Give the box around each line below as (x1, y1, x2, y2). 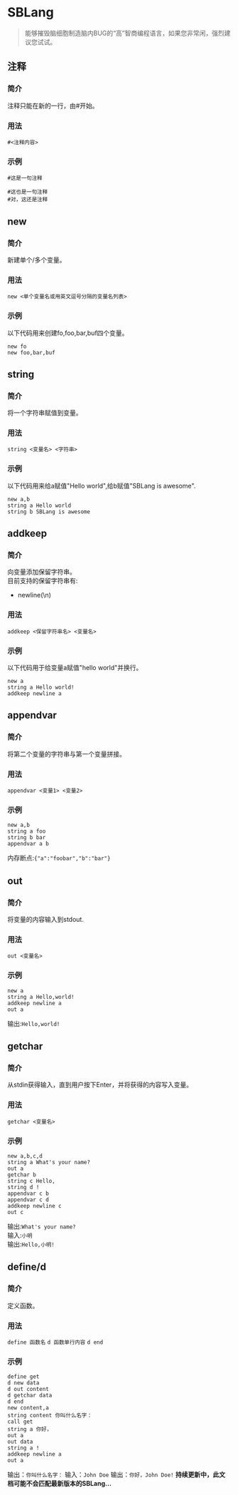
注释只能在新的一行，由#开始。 (7, 101, 99, 110)
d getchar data (7, 1392, 53, 1399)
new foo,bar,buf (7, 349, 55, 356)
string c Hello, (7, 1177, 55, 1184)
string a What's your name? (7, 1159, 91, 1166)
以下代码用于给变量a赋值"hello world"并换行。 (7, 664, 143, 672)
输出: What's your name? (7, 1222, 76, 1231)
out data (7, 1438, 33, 1446)
